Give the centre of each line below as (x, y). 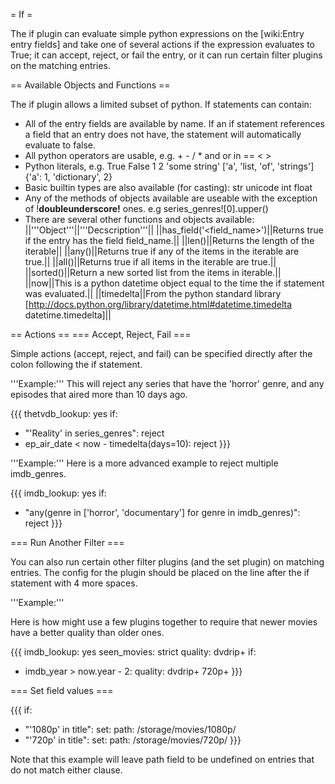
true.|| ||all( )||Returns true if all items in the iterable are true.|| (150, 262)
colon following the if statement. (76, 364)
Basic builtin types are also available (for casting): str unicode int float (168, 187)
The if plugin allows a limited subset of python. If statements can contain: (161, 104)
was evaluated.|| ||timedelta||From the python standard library (153, 293)
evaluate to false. (60, 145)
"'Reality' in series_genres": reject (94, 433)
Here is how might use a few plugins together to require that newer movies (164, 622)
